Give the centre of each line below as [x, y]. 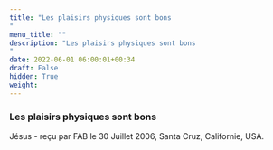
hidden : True [34, 77]
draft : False [34, 69]
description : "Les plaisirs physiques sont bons [103, 43]
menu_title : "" [38, 34]
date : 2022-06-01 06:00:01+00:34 [72, 60]
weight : [24, 85]
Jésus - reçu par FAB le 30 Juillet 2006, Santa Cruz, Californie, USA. [137, 136]
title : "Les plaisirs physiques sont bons [90, 18]
